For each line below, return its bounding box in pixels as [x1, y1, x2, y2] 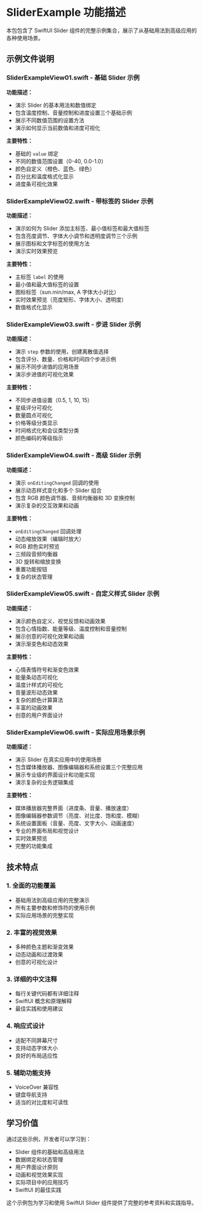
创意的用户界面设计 [15, 711, 64, 719]
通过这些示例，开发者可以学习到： [6, 1135, 92, 1142]
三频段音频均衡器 [15, 550, 58, 557]
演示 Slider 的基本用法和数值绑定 [15, 101, 97, 109]
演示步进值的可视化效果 [15, 371, 74, 378]
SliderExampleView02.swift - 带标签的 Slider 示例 [6, 197, 153, 205]
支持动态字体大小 [15, 1044, 58, 1051]
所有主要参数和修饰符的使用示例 [15, 904, 95, 911]
